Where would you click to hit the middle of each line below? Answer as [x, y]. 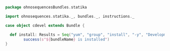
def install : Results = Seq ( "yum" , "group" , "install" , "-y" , [77, 35]
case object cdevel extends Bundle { [45, 25]
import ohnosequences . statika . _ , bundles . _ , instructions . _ [70, 16]
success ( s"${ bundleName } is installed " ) [67, 39]
